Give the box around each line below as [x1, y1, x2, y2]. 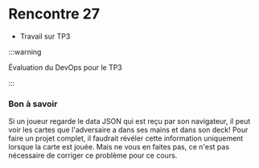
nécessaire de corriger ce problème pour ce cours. [8, 150, 178, 161]
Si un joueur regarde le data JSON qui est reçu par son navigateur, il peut [8, 117, 251, 126]
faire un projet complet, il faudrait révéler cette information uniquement [8, 133, 244, 143]
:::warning [8, 47, 42, 56]
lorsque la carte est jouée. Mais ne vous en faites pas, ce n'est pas [8, 142, 230, 152]
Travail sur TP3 [19, 31, 71, 41]
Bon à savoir [8, 98, 58, 109]
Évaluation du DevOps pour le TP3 [8, 62, 123, 72]
